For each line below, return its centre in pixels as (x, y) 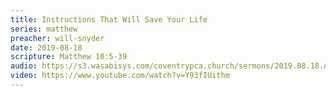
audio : (24, 66)
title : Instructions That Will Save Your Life (109, 19)
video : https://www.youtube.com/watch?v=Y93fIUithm (120, 76)
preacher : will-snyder (57, 38)
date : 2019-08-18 (46, 47)
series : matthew (44, 29)
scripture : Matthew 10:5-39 (69, 57)
